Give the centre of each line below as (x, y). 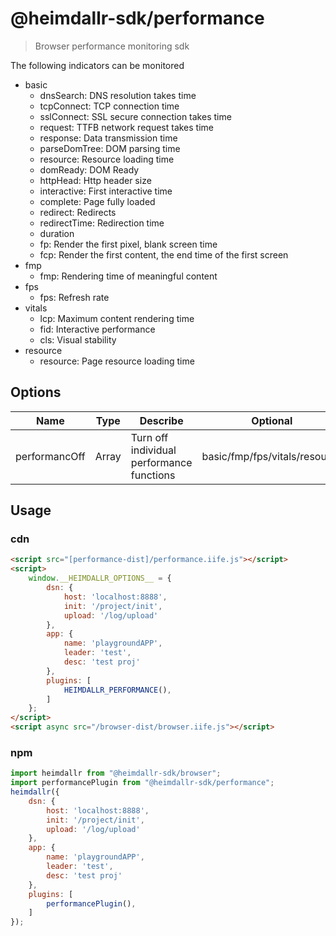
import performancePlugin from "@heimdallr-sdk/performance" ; (142, 783)
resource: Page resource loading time (117, 361)
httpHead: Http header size (95, 180)
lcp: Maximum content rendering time (117, 318)
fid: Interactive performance (97, 329)
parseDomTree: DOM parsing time (110, 148)
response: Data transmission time (108, 138)
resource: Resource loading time (107, 159)
